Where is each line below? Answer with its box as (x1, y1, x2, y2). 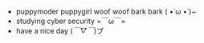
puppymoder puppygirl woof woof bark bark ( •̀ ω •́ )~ (15, 7, 197, 16)
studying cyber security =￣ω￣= (15, 16, 126, 25)
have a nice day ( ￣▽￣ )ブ (15, 26, 104, 35)
